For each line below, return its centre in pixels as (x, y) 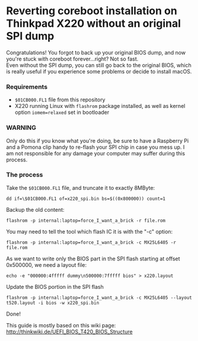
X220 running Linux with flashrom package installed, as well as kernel (100, 106)
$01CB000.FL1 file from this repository (60, 100)
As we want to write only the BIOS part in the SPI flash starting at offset (93, 259)
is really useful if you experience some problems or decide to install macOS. (99, 71)
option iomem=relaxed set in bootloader (62, 112)
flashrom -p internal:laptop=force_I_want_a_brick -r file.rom (86, 221)
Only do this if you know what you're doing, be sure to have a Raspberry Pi (98, 141)
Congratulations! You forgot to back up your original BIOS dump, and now (96, 52)
